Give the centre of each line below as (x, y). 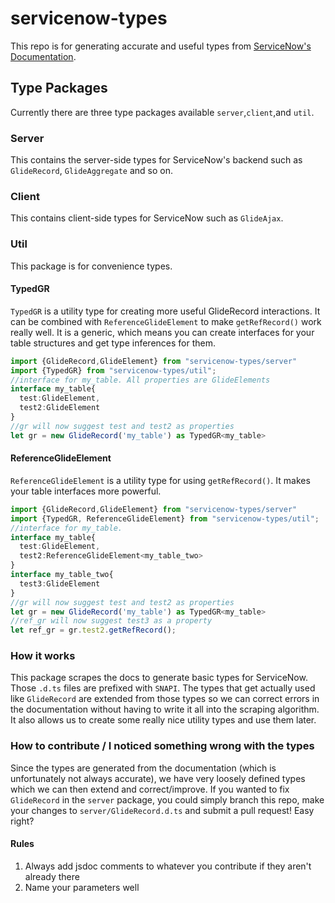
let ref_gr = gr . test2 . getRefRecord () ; (93, 630)
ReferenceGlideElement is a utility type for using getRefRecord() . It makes (160, 480)
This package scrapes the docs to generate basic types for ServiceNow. (159, 678)
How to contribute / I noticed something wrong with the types (162, 746)
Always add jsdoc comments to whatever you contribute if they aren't (168, 866)
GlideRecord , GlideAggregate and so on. (91, 171)
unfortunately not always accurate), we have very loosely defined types (158, 778)
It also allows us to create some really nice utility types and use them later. (163, 720)
